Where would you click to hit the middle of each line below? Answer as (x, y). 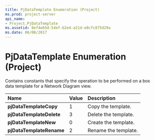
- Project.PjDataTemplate (31, 23)
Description (102, 98)
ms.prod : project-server (30, 14)
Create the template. (111, 122)
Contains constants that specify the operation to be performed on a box (78, 81)
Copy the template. (109, 106)
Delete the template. (111, 114)
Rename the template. (113, 130)
